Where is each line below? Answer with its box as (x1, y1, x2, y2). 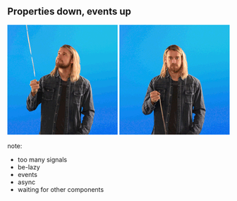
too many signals (17, 155, 68, 164)
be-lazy (17, 162, 40, 171)
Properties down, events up (7, 6, 132, 18)
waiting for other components (17, 185, 104, 193)
